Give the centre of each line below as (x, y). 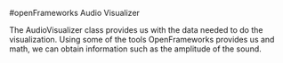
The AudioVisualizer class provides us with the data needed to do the (136, 30)
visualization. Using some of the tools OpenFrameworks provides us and (142, 39)
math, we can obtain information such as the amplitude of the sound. (136, 49)
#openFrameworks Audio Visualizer (75, 13)
